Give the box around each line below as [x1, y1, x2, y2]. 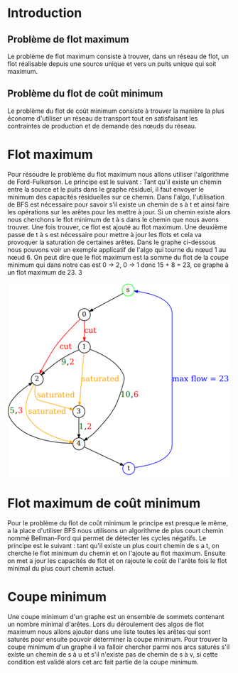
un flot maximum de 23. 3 [7, 268, 83, 276]
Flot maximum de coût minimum [7, 496, 201, 512]
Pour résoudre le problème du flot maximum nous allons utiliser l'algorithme [7, 170, 229, 178]
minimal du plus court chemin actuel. [7, 564, 116, 572]
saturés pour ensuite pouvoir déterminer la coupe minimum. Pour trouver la [7, 635, 227, 643]
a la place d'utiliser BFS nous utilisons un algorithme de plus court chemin [7, 526, 224, 535]
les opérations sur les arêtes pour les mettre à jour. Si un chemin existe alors [7, 207, 231, 216]
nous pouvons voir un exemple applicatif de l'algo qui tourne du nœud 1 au [7, 245, 226, 253]
